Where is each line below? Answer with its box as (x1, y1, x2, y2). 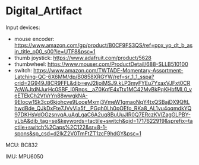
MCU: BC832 (5, 141, 38, 148)
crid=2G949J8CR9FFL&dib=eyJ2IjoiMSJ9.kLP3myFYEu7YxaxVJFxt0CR (14, 79, 191, 87)
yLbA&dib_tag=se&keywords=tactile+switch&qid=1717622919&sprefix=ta (14, 117, 193, 124)
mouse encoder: (14, 35, 55, 42)
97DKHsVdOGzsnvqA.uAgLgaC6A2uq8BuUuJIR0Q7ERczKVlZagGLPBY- (14, 111, 191, 118)
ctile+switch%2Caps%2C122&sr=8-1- (14, 123, 108, 131)
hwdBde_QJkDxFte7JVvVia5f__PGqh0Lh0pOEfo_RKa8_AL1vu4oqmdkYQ (14, 104, 192, 112)
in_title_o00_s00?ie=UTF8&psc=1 (14, 47, 96, 55)
